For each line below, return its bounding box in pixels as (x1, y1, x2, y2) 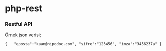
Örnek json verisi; (5, 32, 41, 38)
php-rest (5, 3, 43, 14)
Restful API (5, 21, 33, 28)
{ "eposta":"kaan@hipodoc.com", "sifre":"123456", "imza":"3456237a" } (5, 42, 162, 47)
